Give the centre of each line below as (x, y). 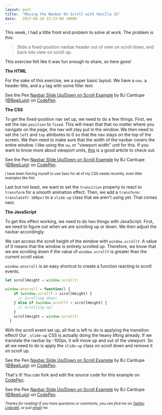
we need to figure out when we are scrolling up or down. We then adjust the (81, 226)
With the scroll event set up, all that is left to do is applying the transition (77, 330)
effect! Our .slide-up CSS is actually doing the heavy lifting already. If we (78, 335)
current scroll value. (25, 257)
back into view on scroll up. (44, 52)
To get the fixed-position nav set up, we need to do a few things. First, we (79, 119)
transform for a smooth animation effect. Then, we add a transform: (73, 192)
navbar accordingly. (25, 232)
